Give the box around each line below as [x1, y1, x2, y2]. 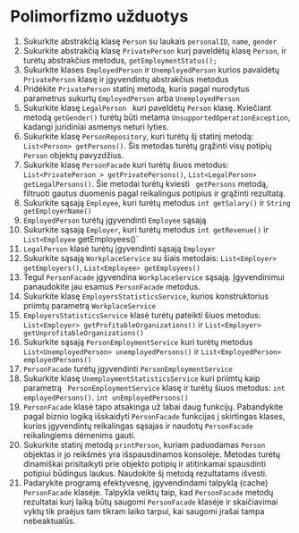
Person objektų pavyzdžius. [22, 149, 124, 160]
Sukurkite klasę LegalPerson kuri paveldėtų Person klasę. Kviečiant [22, 102, 271, 113]
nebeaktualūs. [22, 515, 76, 526]
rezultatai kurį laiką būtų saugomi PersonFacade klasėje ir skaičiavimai [22, 496, 278, 507]
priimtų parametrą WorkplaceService [22, 300, 156, 310]
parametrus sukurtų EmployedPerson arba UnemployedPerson [22, 92, 240, 104]
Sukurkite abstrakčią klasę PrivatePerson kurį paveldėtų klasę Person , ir [22, 45, 287, 55]
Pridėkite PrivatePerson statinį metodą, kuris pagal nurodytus [22, 83, 250, 94]
